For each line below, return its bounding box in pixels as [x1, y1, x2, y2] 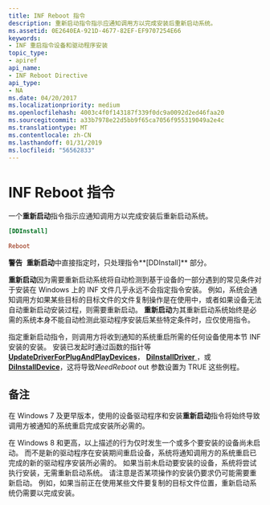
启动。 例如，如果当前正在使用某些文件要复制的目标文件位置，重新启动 [14, 478, 250, 487]
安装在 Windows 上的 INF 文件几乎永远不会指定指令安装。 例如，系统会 [14, 284, 251, 294]
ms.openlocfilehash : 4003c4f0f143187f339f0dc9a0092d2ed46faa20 [8, 109, 225, 117]
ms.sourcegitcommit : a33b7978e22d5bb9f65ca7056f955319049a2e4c [8, 116, 225, 124]
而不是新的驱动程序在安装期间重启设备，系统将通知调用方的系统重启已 [23, 447, 257, 458]
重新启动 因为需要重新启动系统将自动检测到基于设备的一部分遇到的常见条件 [8, 275, 255, 284]
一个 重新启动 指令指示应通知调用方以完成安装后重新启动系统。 [8, 211, 213, 221]
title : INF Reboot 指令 [8, 11, 86, 20]
